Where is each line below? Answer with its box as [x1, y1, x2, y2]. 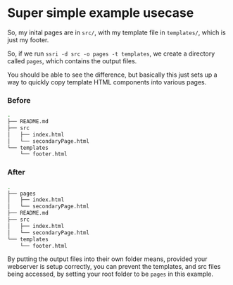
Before [7, 95, 31, 105]
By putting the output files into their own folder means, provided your [7, 255, 208, 263]
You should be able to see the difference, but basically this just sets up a [7, 70, 218, 79]
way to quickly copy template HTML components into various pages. [7, 77, 207, 86]
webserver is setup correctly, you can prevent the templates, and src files [7, 262, 221, 271]
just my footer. [7, 35, 49, 44]
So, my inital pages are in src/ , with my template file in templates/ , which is [7, 28, 227, 37]
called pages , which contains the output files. [7, 56, 137, 65]
